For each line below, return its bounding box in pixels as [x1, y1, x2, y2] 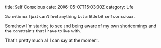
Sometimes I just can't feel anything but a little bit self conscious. [5, 14, 135, 19]
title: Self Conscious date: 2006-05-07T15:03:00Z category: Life [5, 4, 134, 10]
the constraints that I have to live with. [5, 28, 81, 33]
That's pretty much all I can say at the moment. [5, 37, 99, 43]
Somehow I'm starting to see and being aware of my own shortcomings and [5, 23, 157, 29]
